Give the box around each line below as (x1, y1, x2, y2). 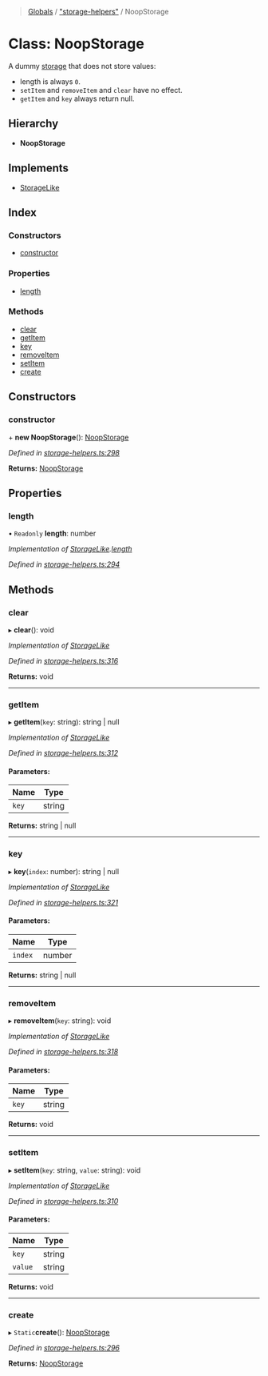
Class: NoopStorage (8, 35, 145, 53)
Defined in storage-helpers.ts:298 (8, 447, 120, 457)
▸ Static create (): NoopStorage (8, 1328, 110, 1338)
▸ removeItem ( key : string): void (8, 1016, 112, 1025)
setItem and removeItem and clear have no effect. (19, 85, 183, 94)
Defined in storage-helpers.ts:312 (8, 748, 119, 758)
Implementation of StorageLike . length (8, 544, 132, 554)
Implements (8, 162, 69, 175)
